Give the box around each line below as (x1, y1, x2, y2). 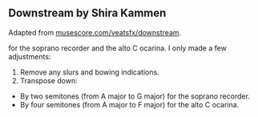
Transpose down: (19, 75, 78, 85)
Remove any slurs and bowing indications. (19, 67, 159, 77)
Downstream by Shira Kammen (8, 6, 167, 20)
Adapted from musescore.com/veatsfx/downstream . (8, 27, 182, 37)
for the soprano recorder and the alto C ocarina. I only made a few (8, 43, 227, 53)
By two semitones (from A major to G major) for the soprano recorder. (19, 91, 251, 101)
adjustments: (8, 51, 51, 61)
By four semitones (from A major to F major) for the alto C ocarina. (19, 99, 240, 109)
